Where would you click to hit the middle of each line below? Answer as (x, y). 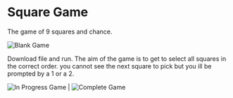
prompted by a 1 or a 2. (41, 73)
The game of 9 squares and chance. (60, 31)
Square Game (48, 12)
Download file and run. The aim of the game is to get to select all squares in (117, 58)
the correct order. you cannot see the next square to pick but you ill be (109, 66)
